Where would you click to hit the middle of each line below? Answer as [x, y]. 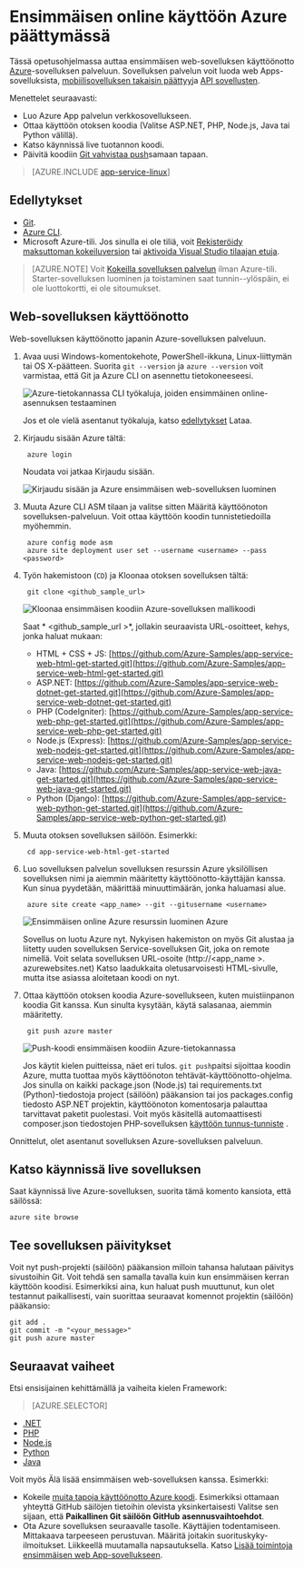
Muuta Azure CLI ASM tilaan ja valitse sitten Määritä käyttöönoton [145, 507]
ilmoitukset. [44, 1545]
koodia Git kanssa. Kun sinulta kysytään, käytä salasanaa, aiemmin [147, 1004]
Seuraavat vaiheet [62, 1366]
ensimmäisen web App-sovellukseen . [93, 1555]
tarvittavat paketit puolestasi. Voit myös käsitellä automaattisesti [142, 1113]
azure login [49, 454]
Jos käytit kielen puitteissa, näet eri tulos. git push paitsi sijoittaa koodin [157, 1065]
